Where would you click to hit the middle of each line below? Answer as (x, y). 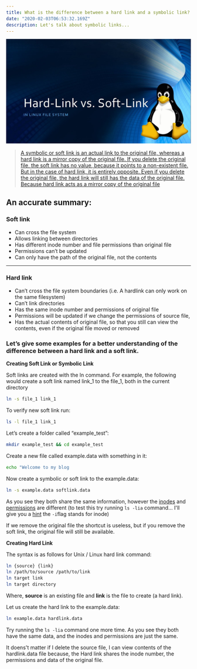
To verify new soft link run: (38, 410)
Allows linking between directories (56, 238)
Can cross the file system (45, 232)
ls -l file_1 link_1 (31, 422)
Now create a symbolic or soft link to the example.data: (73, 478)
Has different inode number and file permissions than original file (93, 245)
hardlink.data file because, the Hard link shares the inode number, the (90, 654)
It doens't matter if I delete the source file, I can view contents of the (89, 647)
